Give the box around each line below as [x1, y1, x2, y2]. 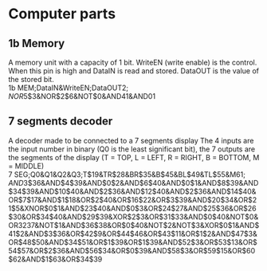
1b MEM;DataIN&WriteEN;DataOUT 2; [8, 83, 129, 92]
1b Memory [8, 37, 65, 50]
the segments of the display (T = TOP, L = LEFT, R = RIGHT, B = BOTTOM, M [8, 152, 260, 162]
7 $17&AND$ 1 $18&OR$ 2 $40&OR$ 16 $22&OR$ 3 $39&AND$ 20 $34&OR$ [22, 194, 253, 204]
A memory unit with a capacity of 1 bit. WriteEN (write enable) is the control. [8, 57, 257, 67]
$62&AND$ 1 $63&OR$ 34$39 [8, 254, 103, 264]
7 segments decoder [8, 115, 113, 128]
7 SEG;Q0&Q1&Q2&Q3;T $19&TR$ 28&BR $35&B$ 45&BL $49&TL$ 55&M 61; [8, 169, 245, 179]
